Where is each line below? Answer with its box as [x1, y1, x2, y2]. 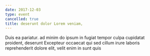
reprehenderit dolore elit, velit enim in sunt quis [5, 45, 101, 51]
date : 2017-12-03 [5, 7, 41, 12]
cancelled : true [5, 16, 39, 21]
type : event [5, 12, 30, 17]
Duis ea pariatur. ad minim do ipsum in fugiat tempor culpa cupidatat [5, 35, 145, 41]
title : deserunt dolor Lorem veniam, [5, 21, 83, 26]
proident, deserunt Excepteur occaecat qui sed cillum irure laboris [5, 40, 140, 46]
